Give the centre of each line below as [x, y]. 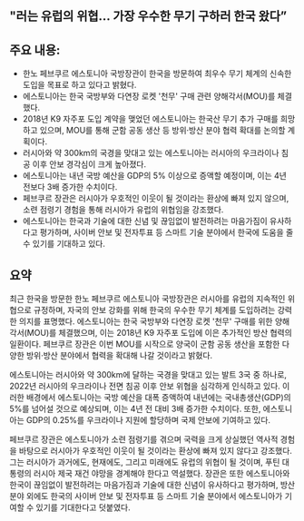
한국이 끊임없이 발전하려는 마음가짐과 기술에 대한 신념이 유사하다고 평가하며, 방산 [152, 485]
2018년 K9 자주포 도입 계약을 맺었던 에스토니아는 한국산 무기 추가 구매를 [150, 119]
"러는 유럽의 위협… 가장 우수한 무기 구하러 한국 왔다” [148, 16]
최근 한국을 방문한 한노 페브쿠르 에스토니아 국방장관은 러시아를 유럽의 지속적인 [147, 299]
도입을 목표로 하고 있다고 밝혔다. [79, 85]
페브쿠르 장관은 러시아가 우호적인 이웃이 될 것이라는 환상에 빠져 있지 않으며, [156, 199]
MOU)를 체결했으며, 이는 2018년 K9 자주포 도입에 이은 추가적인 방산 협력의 [159, 333]
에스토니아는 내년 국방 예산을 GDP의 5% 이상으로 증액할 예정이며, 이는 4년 [155, 176]
